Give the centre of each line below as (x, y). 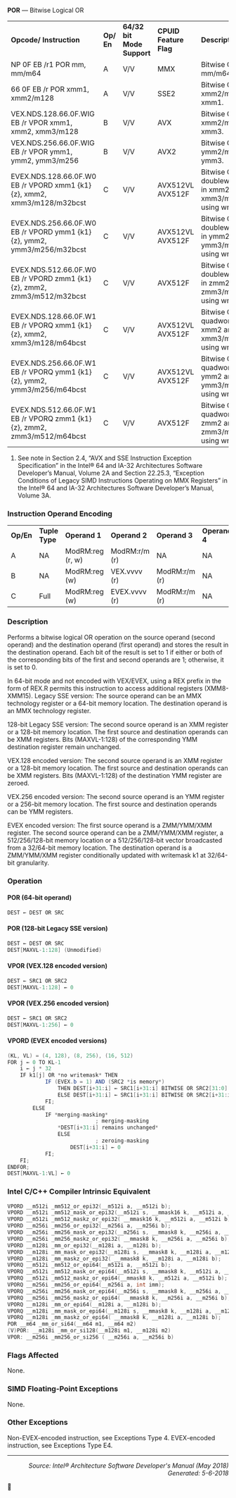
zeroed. (18, 783)
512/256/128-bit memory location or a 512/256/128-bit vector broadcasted (115, 840)
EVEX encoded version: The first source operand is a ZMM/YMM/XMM (110, 825)
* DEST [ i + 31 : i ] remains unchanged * (108, 1128)
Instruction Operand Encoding (60, 514)
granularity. (33, 862)
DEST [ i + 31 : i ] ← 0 (95, 1147)
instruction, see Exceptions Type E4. (60, 1445)
